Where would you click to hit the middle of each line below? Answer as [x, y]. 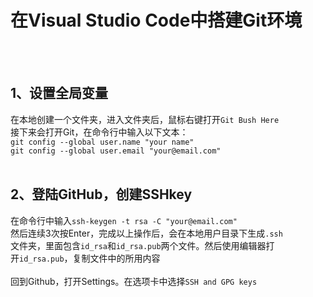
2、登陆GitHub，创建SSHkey [101, 194]
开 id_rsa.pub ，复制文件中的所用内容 [85, 258]
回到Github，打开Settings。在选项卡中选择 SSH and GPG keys [134, 281]
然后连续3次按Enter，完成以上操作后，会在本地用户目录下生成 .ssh [146, 233]
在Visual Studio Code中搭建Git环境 [156, 20]
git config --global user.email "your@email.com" [116, 151]
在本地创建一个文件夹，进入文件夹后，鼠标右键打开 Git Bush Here [145, 119]
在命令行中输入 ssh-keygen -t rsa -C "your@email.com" [124, 220]
